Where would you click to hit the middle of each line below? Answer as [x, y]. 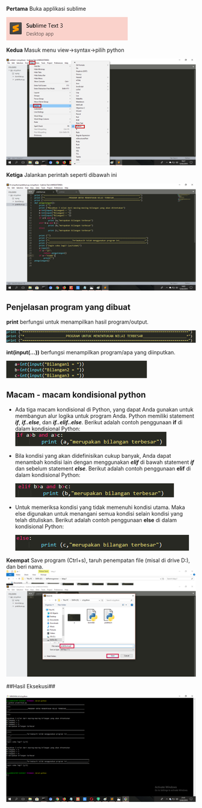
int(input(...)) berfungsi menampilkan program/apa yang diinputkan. [91, 352]
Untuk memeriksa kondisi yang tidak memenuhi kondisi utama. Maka [100, 507]
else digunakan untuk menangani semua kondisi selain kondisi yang [99, 513]
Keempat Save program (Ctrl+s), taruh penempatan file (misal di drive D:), [98, 560]
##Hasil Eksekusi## [31, 686]
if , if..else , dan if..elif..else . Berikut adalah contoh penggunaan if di [99, 422]
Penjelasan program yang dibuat [69, 307]
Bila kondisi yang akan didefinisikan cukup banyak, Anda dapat [93, 455]
